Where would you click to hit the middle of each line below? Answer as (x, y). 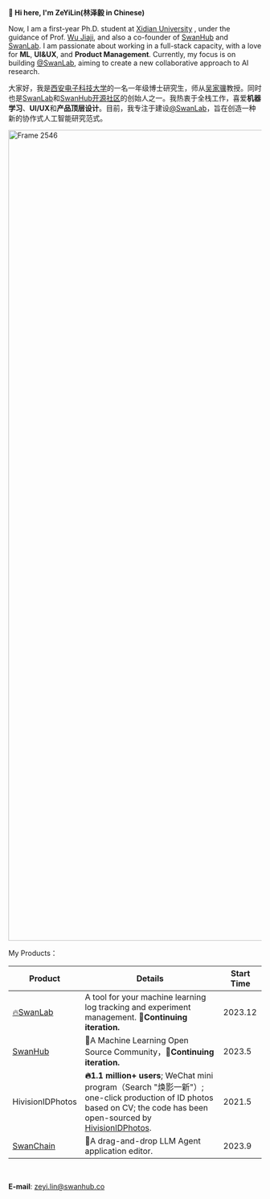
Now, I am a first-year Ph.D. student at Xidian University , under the (119, 29)
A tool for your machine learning (145, 997)
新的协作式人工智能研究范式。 (57, 118)
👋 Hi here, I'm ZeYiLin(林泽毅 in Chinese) (76, 12)
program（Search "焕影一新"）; (144, 1087)
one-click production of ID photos (149, 1098)
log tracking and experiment (138, 1007)
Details (150, 979)
